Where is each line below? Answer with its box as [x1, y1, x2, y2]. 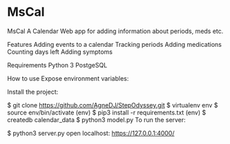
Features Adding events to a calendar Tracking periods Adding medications [7, 40, 222, 48]
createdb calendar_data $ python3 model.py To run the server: [7, 115, 186, 124]
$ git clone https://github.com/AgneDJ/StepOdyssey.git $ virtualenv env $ [7, 101, 218, 109]
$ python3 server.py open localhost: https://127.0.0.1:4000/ [7, 129, 175, 137]
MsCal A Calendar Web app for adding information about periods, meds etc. [7, 27, 224, 35]
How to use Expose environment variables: [7, 74, 129, 83]
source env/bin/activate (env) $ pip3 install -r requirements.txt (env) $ [7, 108, 207, 116]
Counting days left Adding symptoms [7, 48, 113, 56]
